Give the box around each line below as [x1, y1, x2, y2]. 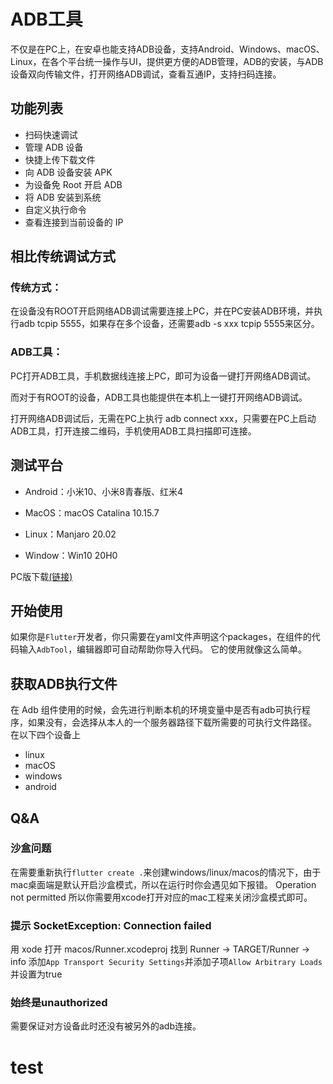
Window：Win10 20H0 [24, 549, 118, 561]
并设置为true [10, 968, 63, 980]
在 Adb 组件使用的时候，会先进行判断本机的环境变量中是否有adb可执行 [10, 704, 302, 716]
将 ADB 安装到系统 [24, 191, 102, 203]
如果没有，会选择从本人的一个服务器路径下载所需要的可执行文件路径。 [27, 716, 317, 729]
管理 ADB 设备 [24, 141, 84, 153]
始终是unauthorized [10, 996, 108, 1010]
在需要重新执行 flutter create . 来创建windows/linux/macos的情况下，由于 [10, 866, 322, 878]
